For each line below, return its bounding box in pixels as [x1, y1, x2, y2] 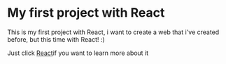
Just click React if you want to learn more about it [7, 49, 149, 57]
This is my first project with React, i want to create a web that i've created [7, 28, 220, 36]
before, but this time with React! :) [7, 35, 105, 43]
